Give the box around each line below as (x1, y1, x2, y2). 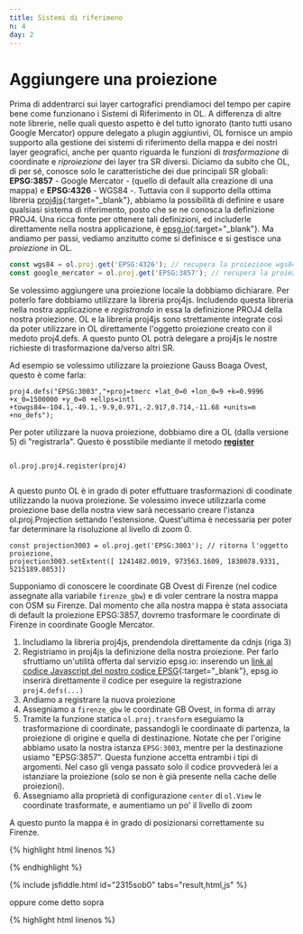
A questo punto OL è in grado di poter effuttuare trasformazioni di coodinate (9, 485, 293, 497)
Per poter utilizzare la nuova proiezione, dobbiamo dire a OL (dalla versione (9, 426, 289, 438)
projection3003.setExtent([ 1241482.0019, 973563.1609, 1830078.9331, (9, 557, 280, 566)
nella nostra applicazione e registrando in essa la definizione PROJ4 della (9, 304, 282, 315)
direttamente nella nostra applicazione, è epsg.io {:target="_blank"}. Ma (9, 223, 274, 235)
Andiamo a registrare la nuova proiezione (22, 695, 176, 705)
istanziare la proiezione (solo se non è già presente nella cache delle (22, 771, 277, 782)
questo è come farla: (9, 369, 87, 380)
